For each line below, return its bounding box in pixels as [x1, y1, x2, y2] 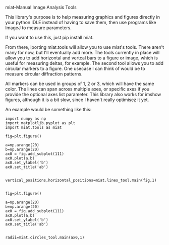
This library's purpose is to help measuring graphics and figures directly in [5, 14, 160, 20]
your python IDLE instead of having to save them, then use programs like [5, 20, 156, 25]
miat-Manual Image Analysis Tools [5, 5, 77, 10]
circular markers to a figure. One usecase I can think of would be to [5, 65, 145, 71]
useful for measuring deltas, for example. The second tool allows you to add [5, 60, 164, 66]
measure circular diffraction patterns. [5, 71, 83, 77]
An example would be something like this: [5, 107, 92, 112]
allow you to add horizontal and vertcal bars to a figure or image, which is [5, 55, 158, 61]
